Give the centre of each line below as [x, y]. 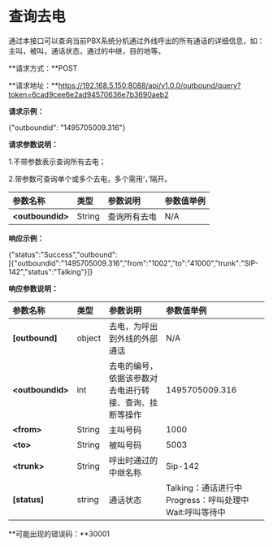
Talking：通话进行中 [204, 487]
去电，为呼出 [133, 326]
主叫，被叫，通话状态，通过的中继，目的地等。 [87, 50]
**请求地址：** [34, 85]
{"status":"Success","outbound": [63, 254]
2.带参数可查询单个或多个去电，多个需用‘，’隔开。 [90, 179]
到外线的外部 [133, 338]
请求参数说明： [33, 144]
